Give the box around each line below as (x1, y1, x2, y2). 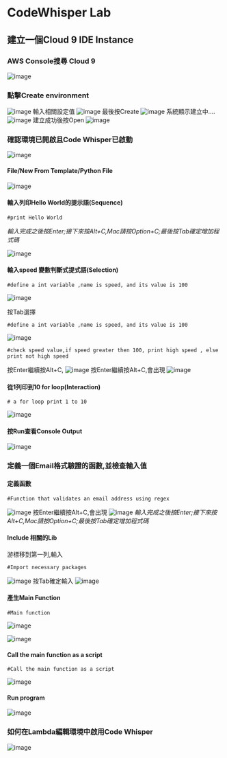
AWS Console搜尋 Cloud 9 (7, 56, 96, 66)
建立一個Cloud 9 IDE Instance (7, 34, 134, 45)
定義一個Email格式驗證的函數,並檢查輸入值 (7, 461, 147, 471)
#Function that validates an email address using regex (7, 495, 170, 502)
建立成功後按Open (33, 116, 84, 124)
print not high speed (7, 353, 69, 360)
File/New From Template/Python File (7, 167, 113, 175)
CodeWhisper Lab (7, 5, 111, 21)
